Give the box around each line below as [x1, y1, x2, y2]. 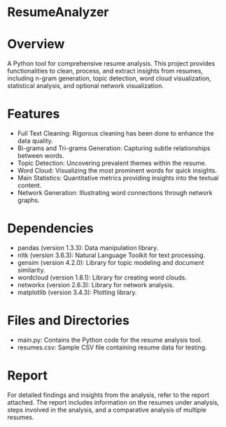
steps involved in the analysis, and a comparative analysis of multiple [7, 405, 206, 414]
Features [7, 106, 60, 122]
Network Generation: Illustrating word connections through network [17, 189, 213, 197]
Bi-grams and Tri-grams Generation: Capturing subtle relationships [17, 144, 211, 152]
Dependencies [7, 221, 94, 236]
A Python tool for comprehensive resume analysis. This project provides [7, 59, 216, 68]
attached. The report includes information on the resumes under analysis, [7, 398, 220, 406]
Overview [7, 36, 65, 52]
